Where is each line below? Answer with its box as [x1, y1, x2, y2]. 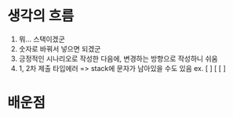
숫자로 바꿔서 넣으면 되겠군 [18, 44, 101, 53]
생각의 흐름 [7, 7, 75, 25]
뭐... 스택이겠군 [18, 34, 66, 44]
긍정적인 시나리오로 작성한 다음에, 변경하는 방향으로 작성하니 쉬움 [18, 54, 218, 63]
